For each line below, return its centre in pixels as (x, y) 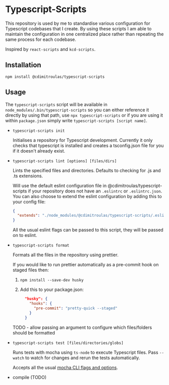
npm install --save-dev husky (52, 280)
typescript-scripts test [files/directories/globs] (68, 343)
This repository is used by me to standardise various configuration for (78, 23)
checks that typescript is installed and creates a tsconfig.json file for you (88, 146)
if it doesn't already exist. (39, 151)
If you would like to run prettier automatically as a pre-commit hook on (86, 265)
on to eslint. (25, 235)
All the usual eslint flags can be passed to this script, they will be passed (88, 230)
